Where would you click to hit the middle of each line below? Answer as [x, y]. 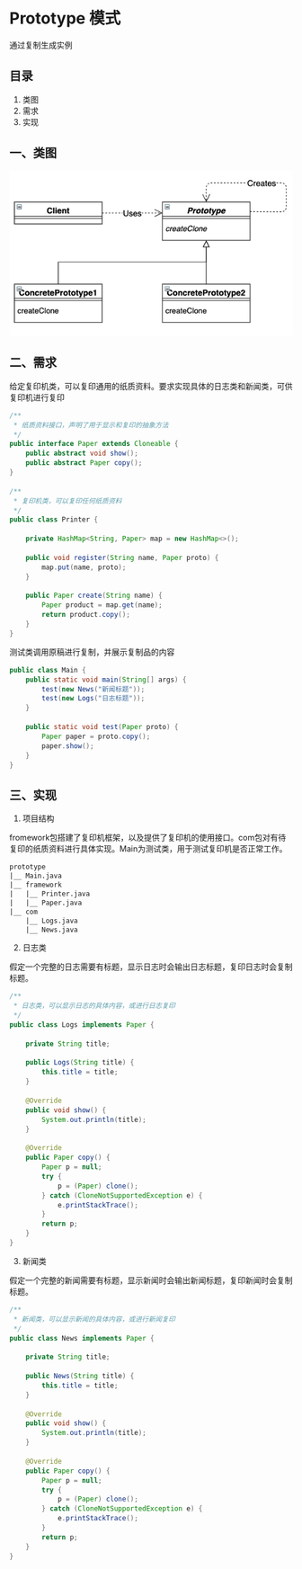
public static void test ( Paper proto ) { [102, 727]
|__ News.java [52, 930]
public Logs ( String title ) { [80, 1063]
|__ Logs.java [52, 921]
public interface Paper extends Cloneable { [94, 444]
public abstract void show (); [82, 454]
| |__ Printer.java [50, 894]
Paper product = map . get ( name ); [102, 605]
